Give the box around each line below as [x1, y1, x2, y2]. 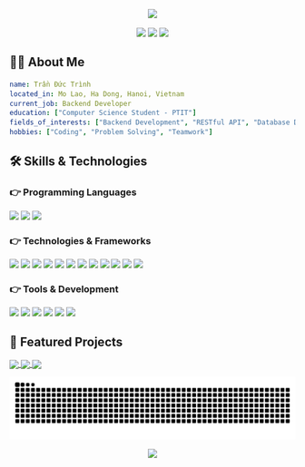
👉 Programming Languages [9, 186, 137, 199]
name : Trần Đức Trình [9, 80, 92, 89]
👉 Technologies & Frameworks [9, 234, 152, 247]
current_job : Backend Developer [9, 99, 132, 108]
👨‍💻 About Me [9, 54, 85, 70]
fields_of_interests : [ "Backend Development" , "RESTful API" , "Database [9, 118, 290, 127]
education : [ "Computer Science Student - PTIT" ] [9, 109, 197, 118]
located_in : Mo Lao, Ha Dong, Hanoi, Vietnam [9, 89, 184, 99]
